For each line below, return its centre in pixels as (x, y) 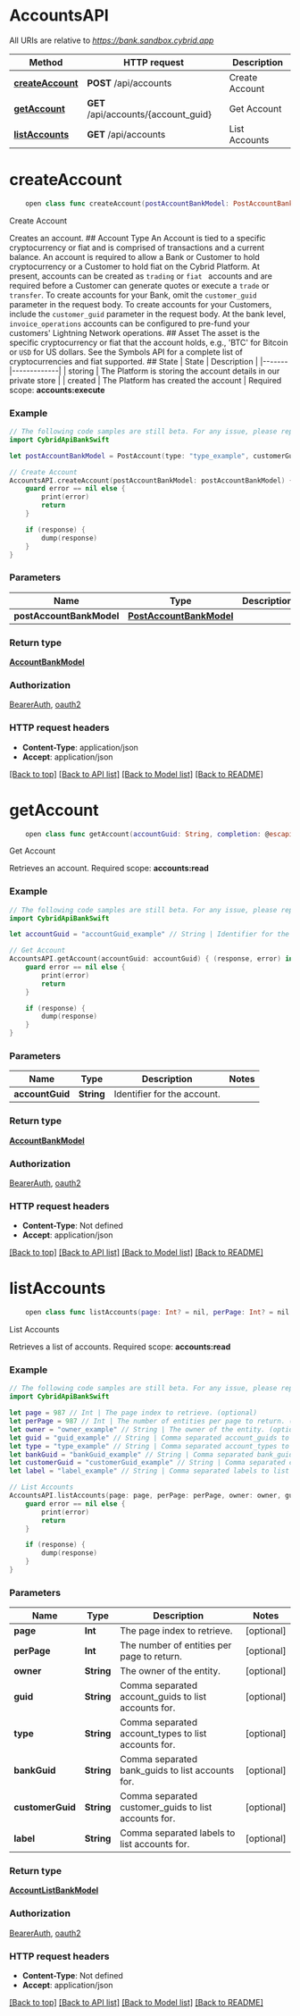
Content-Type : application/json (80, 747)
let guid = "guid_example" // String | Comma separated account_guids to (150, 1438)
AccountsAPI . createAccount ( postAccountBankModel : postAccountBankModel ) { (151, 480)
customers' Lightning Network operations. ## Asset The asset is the (135, 332)
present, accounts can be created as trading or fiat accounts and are (141, 276)
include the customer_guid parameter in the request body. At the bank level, (148, 314)
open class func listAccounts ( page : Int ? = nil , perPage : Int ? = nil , (159, 1313)
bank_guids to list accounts (177, 1770)
